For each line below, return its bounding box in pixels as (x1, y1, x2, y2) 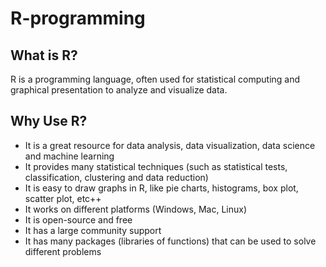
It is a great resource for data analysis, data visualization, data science (24, 139, 316, 151)
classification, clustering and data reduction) (24, 171, 209, 183)
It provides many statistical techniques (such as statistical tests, (24, 160, 288, 172)
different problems (24, 245, 102, 257)
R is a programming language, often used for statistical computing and (10, 73, 301, 85)
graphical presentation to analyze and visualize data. (10, 84, 228, 96)
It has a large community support (24, 224, 162, 236)
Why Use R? (10, 113, 88, 130)
